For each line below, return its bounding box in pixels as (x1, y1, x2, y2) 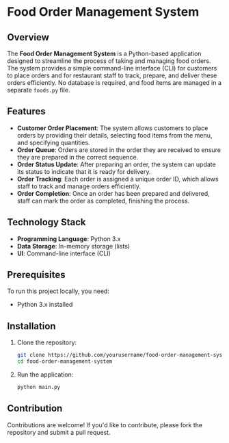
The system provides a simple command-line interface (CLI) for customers (7, 64, 217, 72)
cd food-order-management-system (16, 358, 113, 365)
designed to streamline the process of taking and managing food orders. (7, 57, 211, 65)
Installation (7, 320, 56, 332)
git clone (16, 352, 46, 359)
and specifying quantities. (16, 138, 90, 147)
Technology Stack (7, 216, 86, 228)
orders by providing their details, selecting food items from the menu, (16, 131, 213, 139)
